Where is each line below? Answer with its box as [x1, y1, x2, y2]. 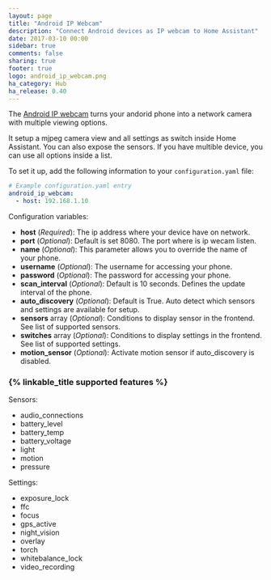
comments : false [8, 49, 63, 57]
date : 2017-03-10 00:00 [8, 34, 89, 43]
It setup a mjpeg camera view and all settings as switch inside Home [8, 133, 237, 143]
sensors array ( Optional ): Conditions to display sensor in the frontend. [19, 313, 255, 323]
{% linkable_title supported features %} [8, 376, 168, 387]
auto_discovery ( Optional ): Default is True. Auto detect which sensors [19, 296, 256, 306]
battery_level [19, 419, 63, 429]
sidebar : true [8, 42, 57, 50]
